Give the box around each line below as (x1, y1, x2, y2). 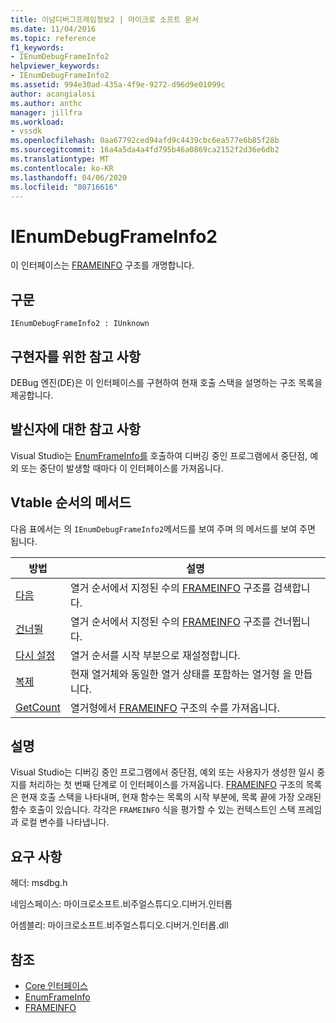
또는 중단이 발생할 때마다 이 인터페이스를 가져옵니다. (20, 462, 224, 474)
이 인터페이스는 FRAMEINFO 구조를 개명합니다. (10, 259, 195, 271)
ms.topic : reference (10, 33, 97, 43)
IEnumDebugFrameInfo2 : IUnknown (10, 319, 150, 329)
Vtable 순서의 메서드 (10, 494, 132, 511)
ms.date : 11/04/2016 (10, 24, 97, 34)
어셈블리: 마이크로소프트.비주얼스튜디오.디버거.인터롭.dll (10, 919, 229, 931)
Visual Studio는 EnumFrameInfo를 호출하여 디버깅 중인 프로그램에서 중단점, (10, 449, 308, 461)
